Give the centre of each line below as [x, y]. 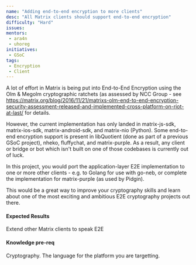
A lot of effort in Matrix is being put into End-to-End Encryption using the [94, 88]
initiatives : [22, 50]
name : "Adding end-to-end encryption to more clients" [74, 11]
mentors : [17, 33]
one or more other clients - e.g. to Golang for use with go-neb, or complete [97, 173]
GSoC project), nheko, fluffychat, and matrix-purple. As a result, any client [96, 143]
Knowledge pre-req [30, 243]
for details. [37, 113]
